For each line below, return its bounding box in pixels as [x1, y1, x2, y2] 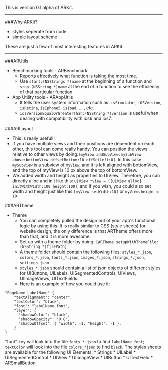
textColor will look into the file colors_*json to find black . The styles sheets [5, 344, 161, 350]
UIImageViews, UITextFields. [19, 276, 79, 281]
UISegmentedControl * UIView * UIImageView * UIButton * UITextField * [5, 355, 153, 360]
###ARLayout [5, 126, 33, 131]
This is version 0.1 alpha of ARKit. [5, 5, 73, 10]
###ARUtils [5, 58, 29, 64]
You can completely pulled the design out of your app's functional [19, 218, 156, 223]
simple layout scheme [12, 34, 57, 40]
